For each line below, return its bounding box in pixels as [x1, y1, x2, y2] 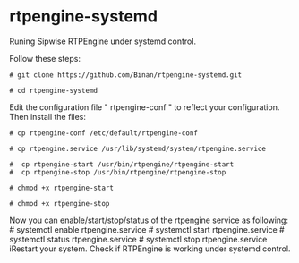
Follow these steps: [9, 53, 81, 64]
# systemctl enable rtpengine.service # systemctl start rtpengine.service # [9, 224, 285, 234]
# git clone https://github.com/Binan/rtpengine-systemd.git [9, 70, 243, 80]
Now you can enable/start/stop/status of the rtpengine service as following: [9, 215, 289, 225]
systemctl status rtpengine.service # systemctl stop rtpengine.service [9, 233, 268, 244]
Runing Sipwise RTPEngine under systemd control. [9, 36, 197, 47]
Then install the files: [9, 111, 87, 122]
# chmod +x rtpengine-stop [9, 199, 110, 208]
